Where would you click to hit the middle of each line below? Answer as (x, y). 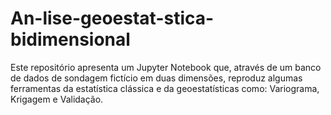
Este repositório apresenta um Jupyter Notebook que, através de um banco (166, 67)
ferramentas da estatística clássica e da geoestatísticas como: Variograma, (165, 88)
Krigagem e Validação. (57, 99)
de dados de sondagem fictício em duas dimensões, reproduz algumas (156, 78)
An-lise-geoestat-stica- (112, 18)
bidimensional (70, 39)
